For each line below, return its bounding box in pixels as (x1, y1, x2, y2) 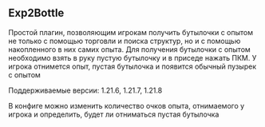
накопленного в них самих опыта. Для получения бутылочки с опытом (8, 44, 251, 54)
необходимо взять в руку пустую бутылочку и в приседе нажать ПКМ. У (8, 53, 257, 62)
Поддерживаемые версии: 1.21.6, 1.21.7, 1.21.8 (8, 85, 163, 95)
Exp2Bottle (8, 6, 65, 20)
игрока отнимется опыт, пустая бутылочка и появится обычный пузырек (8, 62, 257, 71)
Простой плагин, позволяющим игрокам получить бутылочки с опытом (8, 27, 254, 37)
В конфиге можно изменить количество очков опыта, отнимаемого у (8, 101, 245, 110)
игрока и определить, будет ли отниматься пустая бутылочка (8, 109, 220, 119)
